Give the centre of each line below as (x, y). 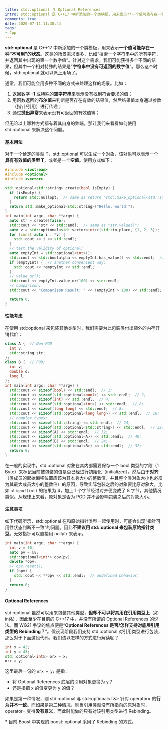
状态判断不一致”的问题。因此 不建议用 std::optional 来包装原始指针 (82, 527)
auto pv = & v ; (24, 552)
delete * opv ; (23, 562)
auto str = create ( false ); (38, 220)
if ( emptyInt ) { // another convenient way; (58, 262)
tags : (11, 28)
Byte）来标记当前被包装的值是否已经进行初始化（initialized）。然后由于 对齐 (82, 472)
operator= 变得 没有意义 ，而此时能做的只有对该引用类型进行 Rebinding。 (79, 711)
